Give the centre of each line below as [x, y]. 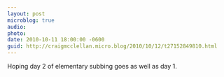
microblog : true [31, 20]
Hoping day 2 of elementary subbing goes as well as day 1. [92, 66]
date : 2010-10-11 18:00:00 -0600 [56, 40]
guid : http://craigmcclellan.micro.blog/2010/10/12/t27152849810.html [112, 46]
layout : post [26, 14]
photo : [17, 33]
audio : [17, 27]
